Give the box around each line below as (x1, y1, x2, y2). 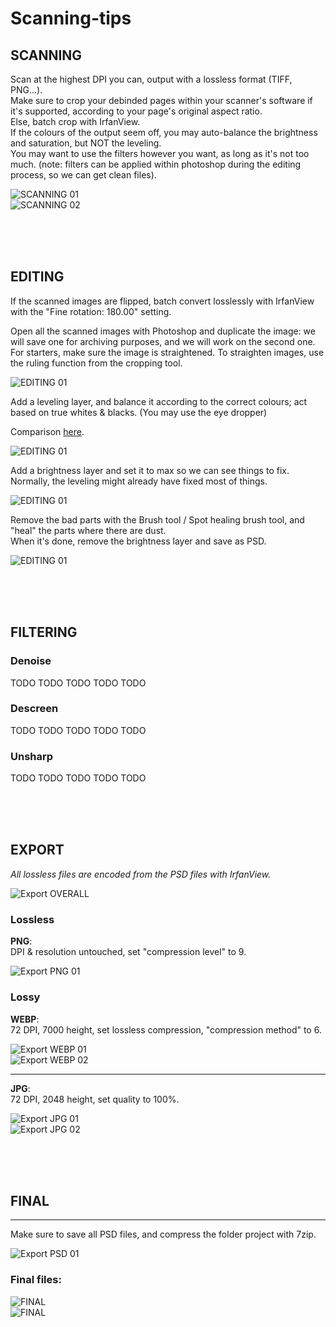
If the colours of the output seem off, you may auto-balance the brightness (10, 127, 318, 138)
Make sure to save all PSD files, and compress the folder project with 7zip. (10, 1228, 317, 1241)
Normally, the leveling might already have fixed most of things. (10, 475, 268, 487)
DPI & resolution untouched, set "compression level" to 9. (10, 946, 247, 958)
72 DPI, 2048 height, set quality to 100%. (10, 1093, 180, 1105)
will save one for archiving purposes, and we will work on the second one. (10, 335, 316, 347)
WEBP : (10, 1013, 40, 1025)
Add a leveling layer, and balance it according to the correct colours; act (10, 395, 308, 407)
